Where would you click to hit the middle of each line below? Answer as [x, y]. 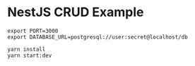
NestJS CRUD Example [76, 12]
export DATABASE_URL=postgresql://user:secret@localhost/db [98, 37]
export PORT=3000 [33, 31]
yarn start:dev [30, 55]
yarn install [26, 49]
